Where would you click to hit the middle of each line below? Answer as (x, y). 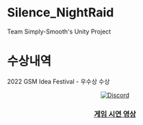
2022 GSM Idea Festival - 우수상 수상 (58, 81)
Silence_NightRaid (61, 13)
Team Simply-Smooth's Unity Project (59, 31)
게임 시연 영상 (115, 114)
